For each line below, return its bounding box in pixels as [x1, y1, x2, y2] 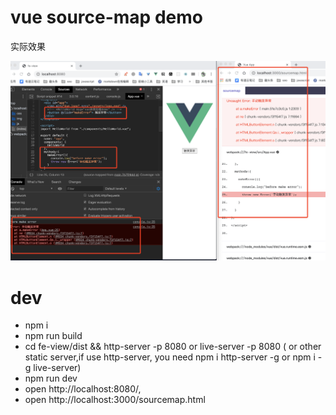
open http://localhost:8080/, [24, 383, 142, 395]
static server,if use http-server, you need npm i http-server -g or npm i [24, 351, 316, 363]
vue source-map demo [10, 6, 203, 29]
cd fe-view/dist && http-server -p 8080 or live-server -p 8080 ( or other [24, 341, 322, 353]
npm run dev [24, 372, 78, 385]
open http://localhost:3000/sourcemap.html [24, 394, 206, 406]
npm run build [24, 330, 83, 342]
